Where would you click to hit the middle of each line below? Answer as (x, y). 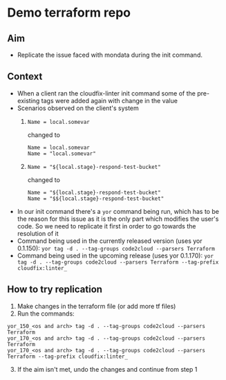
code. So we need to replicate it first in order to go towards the (106, 226)
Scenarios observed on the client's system (78, 108)
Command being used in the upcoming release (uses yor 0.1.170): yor (115, 255)
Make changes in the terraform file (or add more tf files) (96, 306)
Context (25, 76)
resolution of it (38, 233)
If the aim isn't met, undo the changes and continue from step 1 (107, 369)
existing (28, 100)
